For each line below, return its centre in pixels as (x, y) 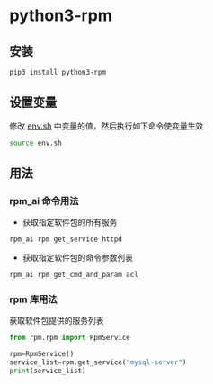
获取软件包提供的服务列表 (57, 321)
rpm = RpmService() (42, 354)
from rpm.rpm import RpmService (70, 338)
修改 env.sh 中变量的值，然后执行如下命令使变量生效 (106, 126)
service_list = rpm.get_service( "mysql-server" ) (98, 362)
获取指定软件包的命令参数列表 (77, 258)
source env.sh (36, 143)
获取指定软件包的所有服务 (70, 222)
